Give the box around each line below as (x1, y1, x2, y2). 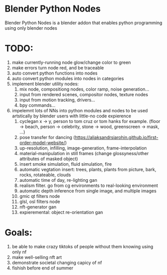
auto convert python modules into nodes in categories (12, 75, 124, 81)
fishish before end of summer (12, 265, 74, 271)
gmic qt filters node (19, 193, 60, 199)
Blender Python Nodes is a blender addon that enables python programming (5, 20, 162, 26)
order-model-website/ (19, 140, 66, 146)
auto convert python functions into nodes (12, 70, 98, 76)
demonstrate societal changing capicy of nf (12, 259, 102, 265)
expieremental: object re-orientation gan (19, 209, 103, 215)
